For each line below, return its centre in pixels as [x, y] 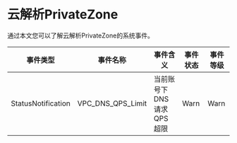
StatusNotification [41, 103]
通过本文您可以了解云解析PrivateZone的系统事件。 [80, 35]
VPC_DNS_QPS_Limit [112, 103]
